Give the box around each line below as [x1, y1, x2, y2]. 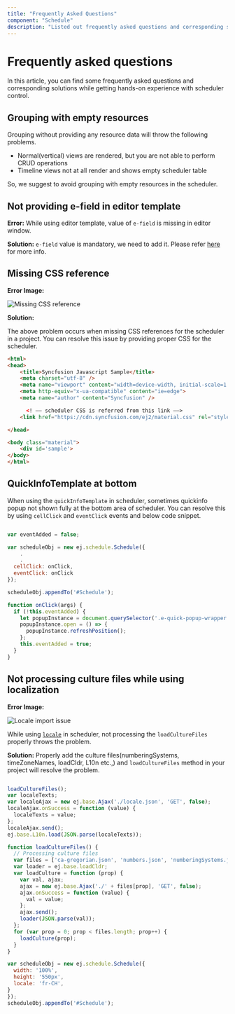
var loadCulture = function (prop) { [13, 870, 124, 877]
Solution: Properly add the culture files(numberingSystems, [7, 751, 180, 759]
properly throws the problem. [7, 737, 92, 746]
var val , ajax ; [20, 876, 64, 883]
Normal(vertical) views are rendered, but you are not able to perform [17, 151, 215, 160]
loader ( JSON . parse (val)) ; [20, 915, 96, 922]
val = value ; [25, 896, 64, 903]
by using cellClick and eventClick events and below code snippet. [7, 511, 201, 519]
